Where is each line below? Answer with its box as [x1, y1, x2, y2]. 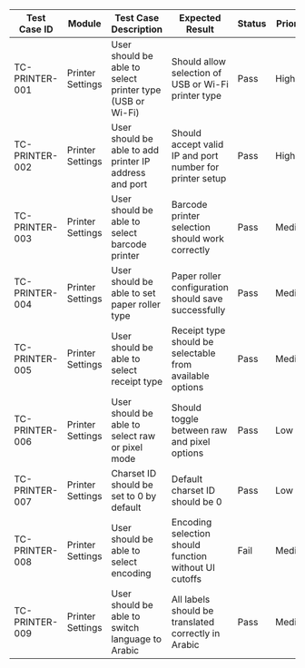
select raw [111, 430, 156, 442]
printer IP [111, 155, 151, 167]
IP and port [171, 150, 219, 162]
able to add [111, 144, 159, 156]
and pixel [171, 436, 211, 447]
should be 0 [171, 496, 222, 507]
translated [171, 616, 215, 628]
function [171, 550, 207, 562]
